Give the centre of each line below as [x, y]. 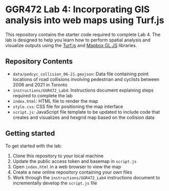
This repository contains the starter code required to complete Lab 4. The [83, 34]
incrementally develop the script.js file [55, 183]
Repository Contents [39, 62]
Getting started [30, 133]
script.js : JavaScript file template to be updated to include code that [86, 112]
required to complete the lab [43, 95]
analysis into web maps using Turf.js [85, 20]
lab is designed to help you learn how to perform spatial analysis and [78, 40]
